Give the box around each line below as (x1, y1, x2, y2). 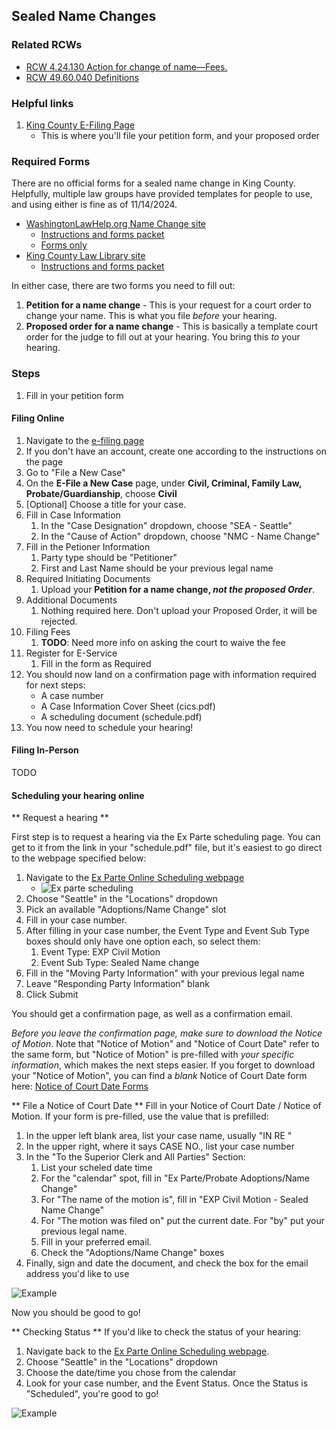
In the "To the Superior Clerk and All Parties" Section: (25, 1151, 246, 1163)
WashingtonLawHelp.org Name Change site (25, 218, 207, 230)
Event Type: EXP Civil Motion (40, 946, 161, 958)
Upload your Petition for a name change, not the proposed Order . (40, 583, 315, 595)
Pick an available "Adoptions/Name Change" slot (25, 904, 227, 916)
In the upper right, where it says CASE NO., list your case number (25, 1140, 295, 1153)
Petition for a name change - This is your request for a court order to (25, 299, 312, 311)
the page (25, 455, 64, 468)
